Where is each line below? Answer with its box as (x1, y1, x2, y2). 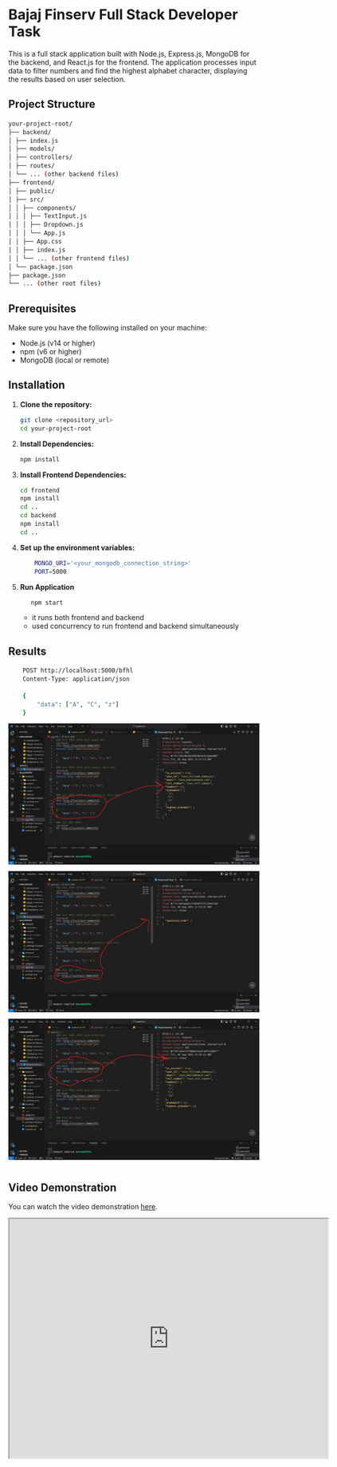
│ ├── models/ (8, 145, 56, 153)
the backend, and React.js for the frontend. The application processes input (8, 57, 257, 67)
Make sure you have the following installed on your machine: (8, 323, 207, 333)
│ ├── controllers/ (8, 153, 73, 161)
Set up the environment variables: (19, 543, 135, 552)
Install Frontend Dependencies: (19, 469, 127, 480)
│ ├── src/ (8, 196, 45, 204)
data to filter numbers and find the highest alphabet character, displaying (8, 65, 248, 75)
